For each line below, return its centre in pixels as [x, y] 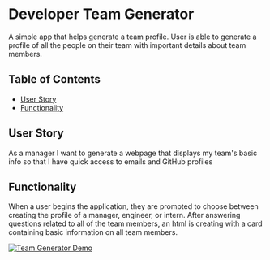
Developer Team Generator [101, 14]
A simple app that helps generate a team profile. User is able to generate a [133, 37]
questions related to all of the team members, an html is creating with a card [135, 223]
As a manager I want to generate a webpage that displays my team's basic [133, 153]
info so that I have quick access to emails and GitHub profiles [111, 161]
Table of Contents [55, 79]
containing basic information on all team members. [93, 232]
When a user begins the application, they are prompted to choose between [134, 206]
